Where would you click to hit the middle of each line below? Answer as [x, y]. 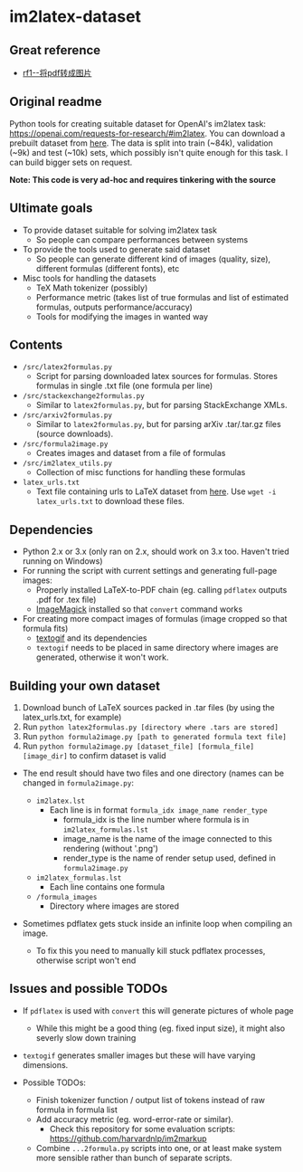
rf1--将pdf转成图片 [57, 73]
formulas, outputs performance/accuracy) [114, 307]
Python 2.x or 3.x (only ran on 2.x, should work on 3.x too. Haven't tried [156, 552]
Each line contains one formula [107, 887]
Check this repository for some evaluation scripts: [142, 1129]
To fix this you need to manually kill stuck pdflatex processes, [151, 951]
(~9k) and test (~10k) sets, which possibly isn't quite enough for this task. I [148, 152]
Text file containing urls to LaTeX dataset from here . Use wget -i [156, 491]
